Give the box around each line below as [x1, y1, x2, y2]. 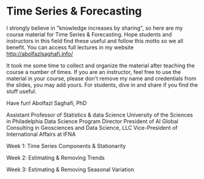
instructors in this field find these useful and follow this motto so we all [6, 37, 184, 44]
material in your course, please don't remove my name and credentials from [6, 75, 197, 82]
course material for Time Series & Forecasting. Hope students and [6, 30, 172, 38]
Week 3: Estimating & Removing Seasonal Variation [6, 166, 135, 173]
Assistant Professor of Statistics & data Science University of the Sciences [6, 111, 193, 118]
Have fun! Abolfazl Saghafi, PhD [6, 99, 87, 107]
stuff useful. [6, 87, 37, 95]
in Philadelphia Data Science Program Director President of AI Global [6, 117, 178, 125]
